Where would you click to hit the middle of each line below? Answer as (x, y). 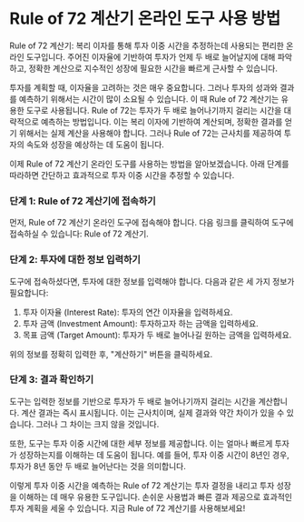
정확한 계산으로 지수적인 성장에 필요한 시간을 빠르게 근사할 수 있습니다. (153, 68)
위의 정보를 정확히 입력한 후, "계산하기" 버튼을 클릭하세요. (111, 354)
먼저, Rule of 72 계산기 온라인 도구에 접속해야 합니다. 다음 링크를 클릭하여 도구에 (152, 223)
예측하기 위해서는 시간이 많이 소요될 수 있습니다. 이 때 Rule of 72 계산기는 (149, 99)
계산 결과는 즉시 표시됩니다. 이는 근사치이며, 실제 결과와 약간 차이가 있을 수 (153, 412)
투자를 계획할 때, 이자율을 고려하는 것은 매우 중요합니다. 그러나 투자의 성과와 (144, 87)
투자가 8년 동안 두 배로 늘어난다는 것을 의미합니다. (98, 466)
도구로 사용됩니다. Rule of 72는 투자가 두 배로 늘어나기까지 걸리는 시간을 (154, 110)
